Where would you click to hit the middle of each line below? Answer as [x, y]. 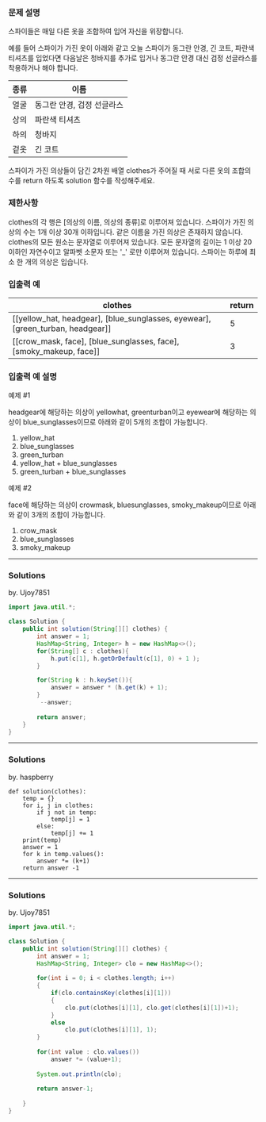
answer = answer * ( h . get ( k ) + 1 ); [109, 688]
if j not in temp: [67, 812]
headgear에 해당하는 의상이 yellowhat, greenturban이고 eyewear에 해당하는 [128, 412]
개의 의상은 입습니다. [57, 261]
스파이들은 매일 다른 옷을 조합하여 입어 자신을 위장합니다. [96, 31]
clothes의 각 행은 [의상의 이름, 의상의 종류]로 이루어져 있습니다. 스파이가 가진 [127, 222]
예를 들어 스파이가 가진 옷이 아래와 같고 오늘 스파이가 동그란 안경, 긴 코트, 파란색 [131, 48]
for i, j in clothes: [58, 805]
